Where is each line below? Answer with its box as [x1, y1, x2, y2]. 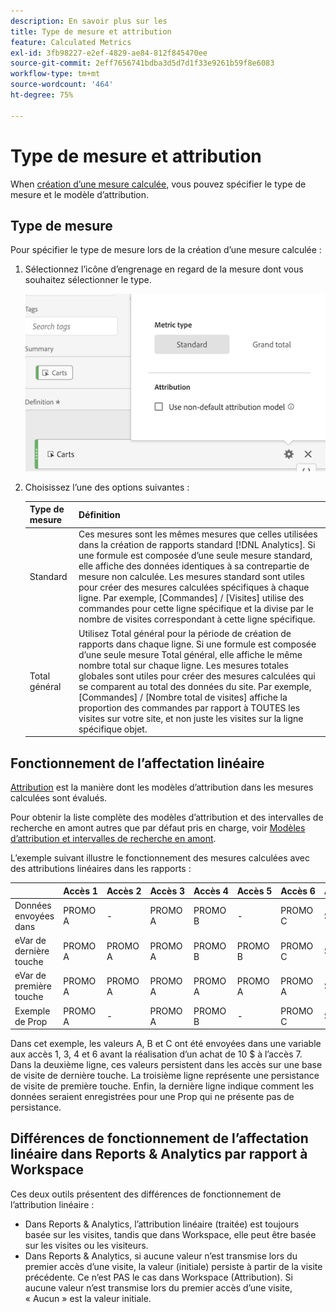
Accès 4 [193, 885, 229, 897]
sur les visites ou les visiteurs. [24, 1239, 149, 1251]
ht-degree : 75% [10, 90, 74, 100]
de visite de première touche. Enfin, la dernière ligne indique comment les [10, 1080, 315, 1092]
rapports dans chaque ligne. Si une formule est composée [78, 638, 317, 650]
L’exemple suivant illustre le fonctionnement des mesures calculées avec [10, 852, 310, 864]
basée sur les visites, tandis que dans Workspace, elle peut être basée [24, 1228, 317, 1240]
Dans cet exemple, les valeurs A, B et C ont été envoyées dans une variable [10, 1038, 322, 1049]
